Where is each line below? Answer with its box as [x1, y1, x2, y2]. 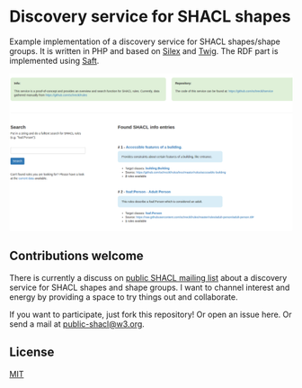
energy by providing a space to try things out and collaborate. [9, 291, 238, 302]
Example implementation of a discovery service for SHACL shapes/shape [9, 36, 281, 47]
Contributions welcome [9, 248, 144, 264]
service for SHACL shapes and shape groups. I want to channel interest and [9, 282, 290, 293]
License [9, 345, 55, 360]
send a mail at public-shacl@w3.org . [9, 318, 146, 329]
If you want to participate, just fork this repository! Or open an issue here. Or [9, 309, 292, 320]
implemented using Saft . [9, 55, 100, 66]
